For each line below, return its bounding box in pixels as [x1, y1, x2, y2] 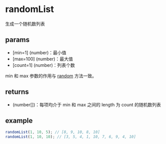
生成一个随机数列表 [5, 21, 45, 27]
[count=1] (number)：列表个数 [12, 62, 75, 68]
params [5, 36, 30, 44]
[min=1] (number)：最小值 [12, 49, 66, 56]
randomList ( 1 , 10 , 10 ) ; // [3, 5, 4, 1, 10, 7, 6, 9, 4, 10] [5, 134, 136, 139]
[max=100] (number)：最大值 [12, 56, 73, 62]
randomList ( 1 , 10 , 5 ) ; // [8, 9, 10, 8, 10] [5, 129, 100, 135]
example [5, 116, 33, 125]
